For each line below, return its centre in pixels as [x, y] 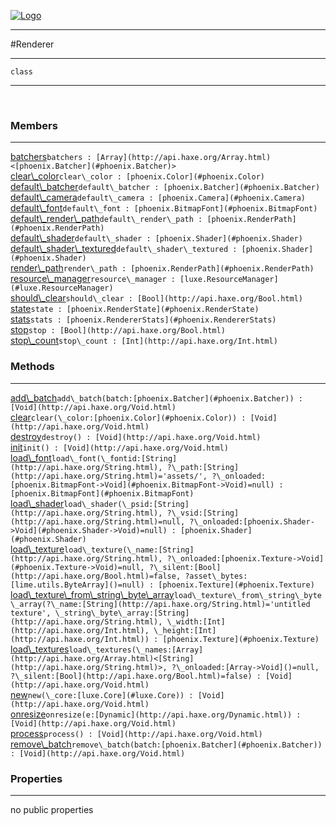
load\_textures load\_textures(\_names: [91, 649]
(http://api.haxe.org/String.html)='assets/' [106, 476]
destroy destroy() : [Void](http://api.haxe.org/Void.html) [136, 436]
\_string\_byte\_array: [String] [122, 613]
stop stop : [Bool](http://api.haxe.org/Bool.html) [118, 330]
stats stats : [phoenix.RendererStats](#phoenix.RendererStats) [143, 319]
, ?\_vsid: [180, 513]
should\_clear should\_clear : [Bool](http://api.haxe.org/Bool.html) [156, 298]
